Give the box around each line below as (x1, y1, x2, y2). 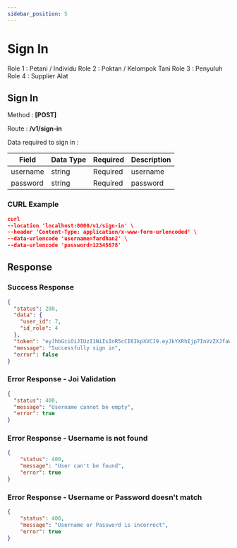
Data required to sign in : (7, 138, 79, 147)
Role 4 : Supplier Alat (7, 71, 68, 80)
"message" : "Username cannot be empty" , (13, 403, 134, 410)
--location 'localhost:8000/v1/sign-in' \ (7, 222, 134, 230)
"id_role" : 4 (20, 325, 59, 332)
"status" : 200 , (13, 305, 59, 312)
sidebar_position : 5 (7, 10, 68, 18)
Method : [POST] (7, 111, 57, 119)
